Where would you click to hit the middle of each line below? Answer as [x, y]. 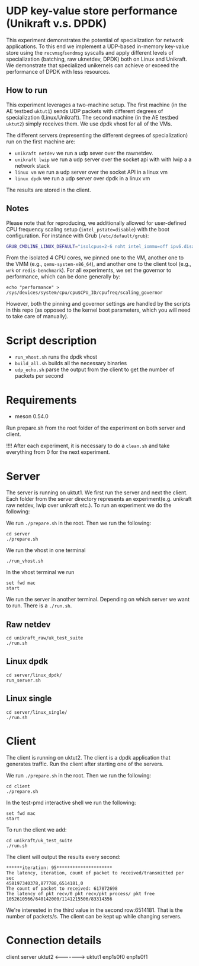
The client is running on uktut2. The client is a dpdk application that [88, 757]
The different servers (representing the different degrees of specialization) [97, 135]
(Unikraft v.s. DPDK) [57, 23]
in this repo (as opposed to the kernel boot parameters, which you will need [98, 310]
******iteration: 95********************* [59, 868]
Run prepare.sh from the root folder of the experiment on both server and [96, 428]
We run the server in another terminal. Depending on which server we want [98, 600]
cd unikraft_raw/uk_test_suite [45, 638]
